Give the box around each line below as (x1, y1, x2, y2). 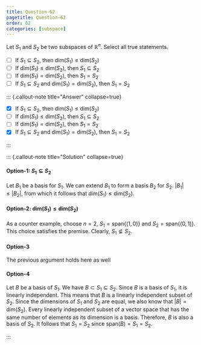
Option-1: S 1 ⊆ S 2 (6, 167, 51, 176)
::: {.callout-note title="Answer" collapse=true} (6, 93, 122, 100)
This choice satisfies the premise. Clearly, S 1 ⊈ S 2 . (6, 228, 133, 236)
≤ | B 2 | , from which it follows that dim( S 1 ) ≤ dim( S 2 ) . (6, 190, 135, 198)
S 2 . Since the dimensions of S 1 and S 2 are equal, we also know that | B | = (6, 298, 187, 307)
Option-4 (6, 270, 30, 278)
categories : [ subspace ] (6, 25, 66, 32)
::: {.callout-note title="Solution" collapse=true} (6, 153, 124, 161)
